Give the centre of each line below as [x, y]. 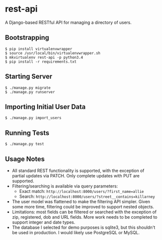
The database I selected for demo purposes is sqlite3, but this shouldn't [84, 227]
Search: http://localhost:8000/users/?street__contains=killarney [87, 196]
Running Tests [27, 133]
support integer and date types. [44, 222]
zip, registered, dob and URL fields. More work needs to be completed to [85, 217]
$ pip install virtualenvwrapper [39, 49]
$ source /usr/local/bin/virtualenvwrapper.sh [53, 53]
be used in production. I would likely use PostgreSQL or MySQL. [76, 232]
